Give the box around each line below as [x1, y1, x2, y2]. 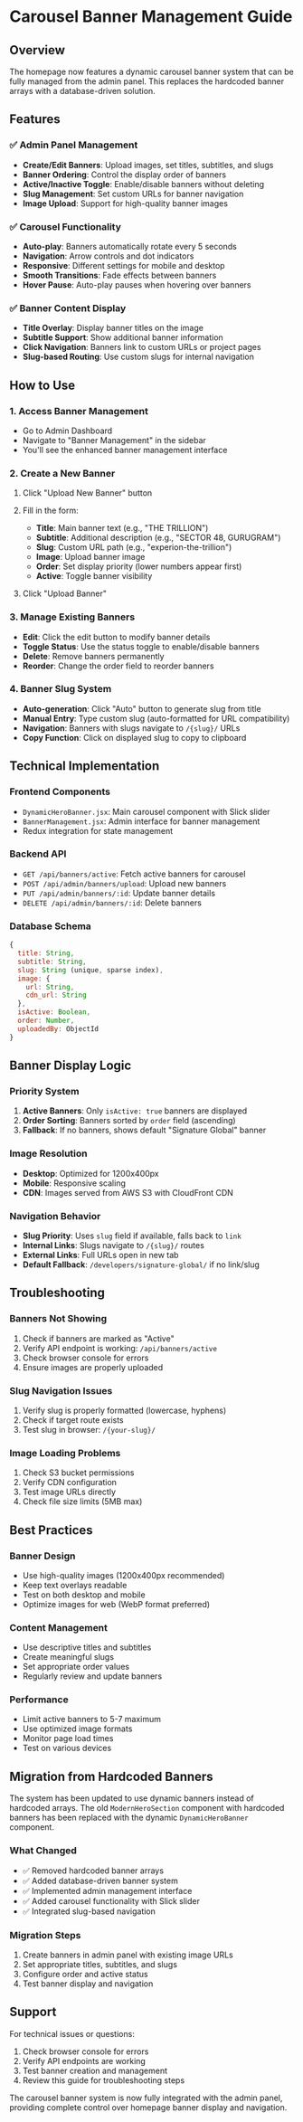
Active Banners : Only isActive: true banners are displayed [22, 1105, 248, 1116]
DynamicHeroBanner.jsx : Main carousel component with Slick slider [22, 806, 270, 817]
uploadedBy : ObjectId [17, 1024, 99, 1033]
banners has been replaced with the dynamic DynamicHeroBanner [9, 1812, 249, 1824]
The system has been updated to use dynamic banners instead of [9, 1793, 255, 1804]
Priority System [9, 1085, 80, 1097]
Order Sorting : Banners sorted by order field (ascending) [22, 1115, 237, 1126]
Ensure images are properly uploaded [22, 1361, 164, 1372]
